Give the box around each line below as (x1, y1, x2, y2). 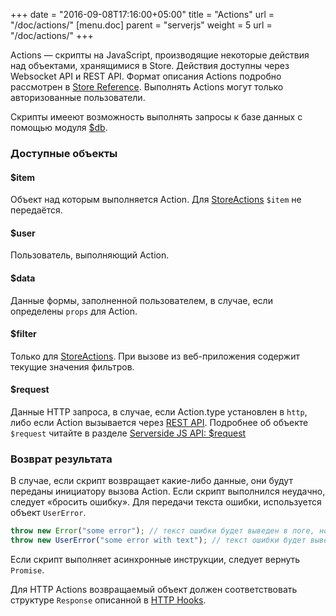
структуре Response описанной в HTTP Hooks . (10, 594, 207, 606)
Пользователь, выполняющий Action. (10, 249, 170, 261)
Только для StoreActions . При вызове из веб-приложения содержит (10, 350, 300, 362)
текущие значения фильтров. (10, 360, 135, 373)
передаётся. (10, 204, 63, 216)
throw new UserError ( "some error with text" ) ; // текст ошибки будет (10, 535, 307, 546)
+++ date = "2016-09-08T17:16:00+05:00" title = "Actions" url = (10, 9, 275, 20)
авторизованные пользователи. (10, 92, 146, 103)
